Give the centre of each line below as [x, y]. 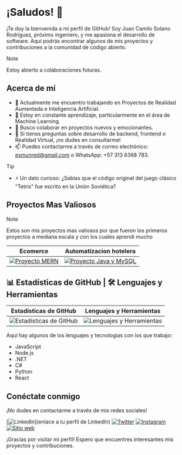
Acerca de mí [31, 88]
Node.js [24, 353]
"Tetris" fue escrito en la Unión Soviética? [65, 186]
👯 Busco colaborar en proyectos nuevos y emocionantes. [84, 127]
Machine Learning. [38, 121]
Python [24, 372]
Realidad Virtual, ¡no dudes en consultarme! [68, 140]
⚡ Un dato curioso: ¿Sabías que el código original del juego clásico [96, 178]
